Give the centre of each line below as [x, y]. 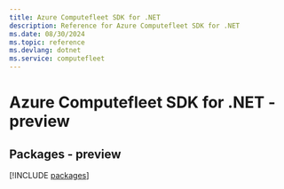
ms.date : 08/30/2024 [47, 34]
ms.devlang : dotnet [45, 51]
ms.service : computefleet [57, 59]
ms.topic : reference [47, 42]
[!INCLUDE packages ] [49, 175]
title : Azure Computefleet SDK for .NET [85, 17]
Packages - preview [65, 154]
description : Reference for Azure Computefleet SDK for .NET [125, 26]
